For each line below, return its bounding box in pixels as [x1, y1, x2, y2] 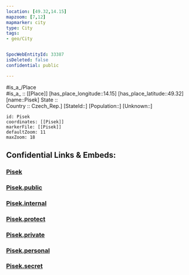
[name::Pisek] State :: [6, 96, 58, 103]
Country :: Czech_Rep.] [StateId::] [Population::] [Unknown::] [6, 102, 153, 109]
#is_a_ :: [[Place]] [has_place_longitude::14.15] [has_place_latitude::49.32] [6, 90, 184, 97]
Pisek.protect [6, 215, 46, 223]
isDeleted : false [6, 57, 49, 63]
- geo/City [6, 36, 33, 42]
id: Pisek [6, 114, 31, 120]
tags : [6, 30, 19, 36]
